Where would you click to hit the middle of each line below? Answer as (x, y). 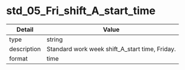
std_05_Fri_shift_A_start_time (81, 11)
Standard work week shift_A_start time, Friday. (112, 49)
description (25, 49)
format (18, 58)
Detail (25, 29)
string (55, 39)
